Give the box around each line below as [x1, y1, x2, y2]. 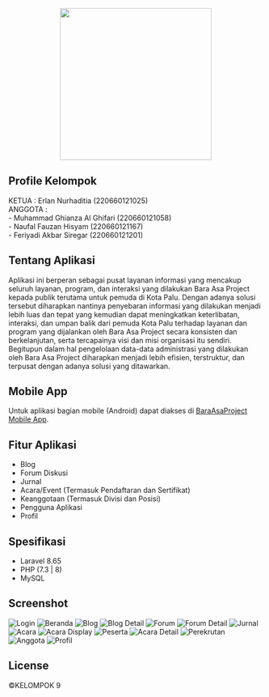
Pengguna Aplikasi [19, 503, 82, 512]
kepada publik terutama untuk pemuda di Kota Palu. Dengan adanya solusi [8, 292, 256, 302]
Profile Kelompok [8, 174, 97, 188]
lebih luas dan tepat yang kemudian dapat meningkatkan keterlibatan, [8, 309, 240, 319]
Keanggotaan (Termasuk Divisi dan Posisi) [19, 494, 162, 504]
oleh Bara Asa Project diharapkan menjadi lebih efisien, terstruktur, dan [8, 352, 245, 362]
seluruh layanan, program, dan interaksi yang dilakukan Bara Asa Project [8, 283, 250, 293]
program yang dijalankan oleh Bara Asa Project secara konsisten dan [8, 326, 237, 336]
